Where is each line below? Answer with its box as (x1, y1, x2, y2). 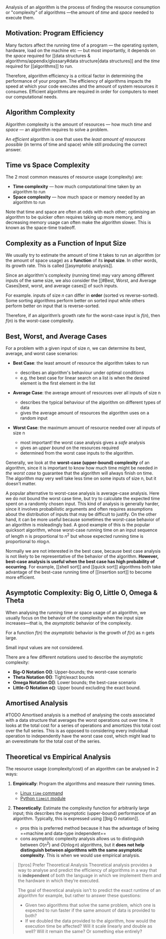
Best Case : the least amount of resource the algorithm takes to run (12, 360, 149, 366)
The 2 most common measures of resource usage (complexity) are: (5, 174, 143, 180)
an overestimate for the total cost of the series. (5, 738, 101, 744)
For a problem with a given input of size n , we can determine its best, (5, 345, 146, 351)
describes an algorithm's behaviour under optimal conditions (20, 370, 144, 376)
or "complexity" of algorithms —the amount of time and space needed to (5, 9, 154, 15)
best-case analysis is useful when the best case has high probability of (5, 559, 155, 564)
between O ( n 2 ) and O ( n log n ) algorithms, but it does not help (20, 841, 145, 847)
